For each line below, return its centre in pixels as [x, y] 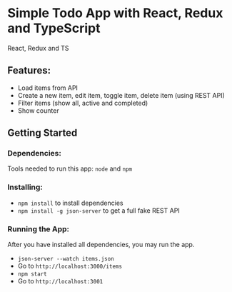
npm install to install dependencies [70, 203]
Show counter [38, 110]
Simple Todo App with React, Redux [115, 13]
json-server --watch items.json [66, 259]
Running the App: [39, 228]
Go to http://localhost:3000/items [70, 266]
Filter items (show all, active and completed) [83, 103]
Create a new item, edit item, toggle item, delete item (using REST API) [121, 95]
